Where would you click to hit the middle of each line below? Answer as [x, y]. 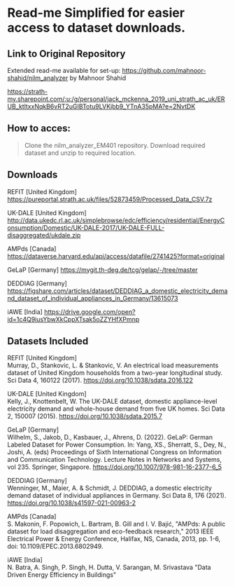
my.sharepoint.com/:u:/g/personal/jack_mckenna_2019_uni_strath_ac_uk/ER [116, 99]
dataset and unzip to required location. [80, 153]
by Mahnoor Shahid [98, 78]
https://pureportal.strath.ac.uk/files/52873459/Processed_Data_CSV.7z [110, 199]
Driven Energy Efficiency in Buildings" [62, 575]
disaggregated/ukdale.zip [44, 235]
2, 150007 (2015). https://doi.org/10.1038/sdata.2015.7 [85, 416]
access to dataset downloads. [97, 28]
